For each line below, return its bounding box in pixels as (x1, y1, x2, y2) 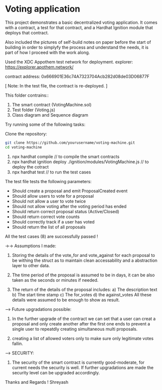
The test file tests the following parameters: (5, 178, 92, 184)
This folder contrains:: (5, 92, 49, 98)
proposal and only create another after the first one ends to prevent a (12, 321, 150, 326)
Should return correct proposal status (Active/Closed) (12, 208, 119, 214)
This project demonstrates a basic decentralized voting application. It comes (5, 19, 158, 25)
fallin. (12, 340, 23, 346)
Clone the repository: (5, 131, 47, 136)
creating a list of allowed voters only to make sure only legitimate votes (12, 335, 154, 341)
